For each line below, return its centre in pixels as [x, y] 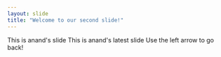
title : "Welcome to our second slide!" [66, 20]
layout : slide [28, 14]
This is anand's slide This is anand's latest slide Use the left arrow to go [110, 40]
